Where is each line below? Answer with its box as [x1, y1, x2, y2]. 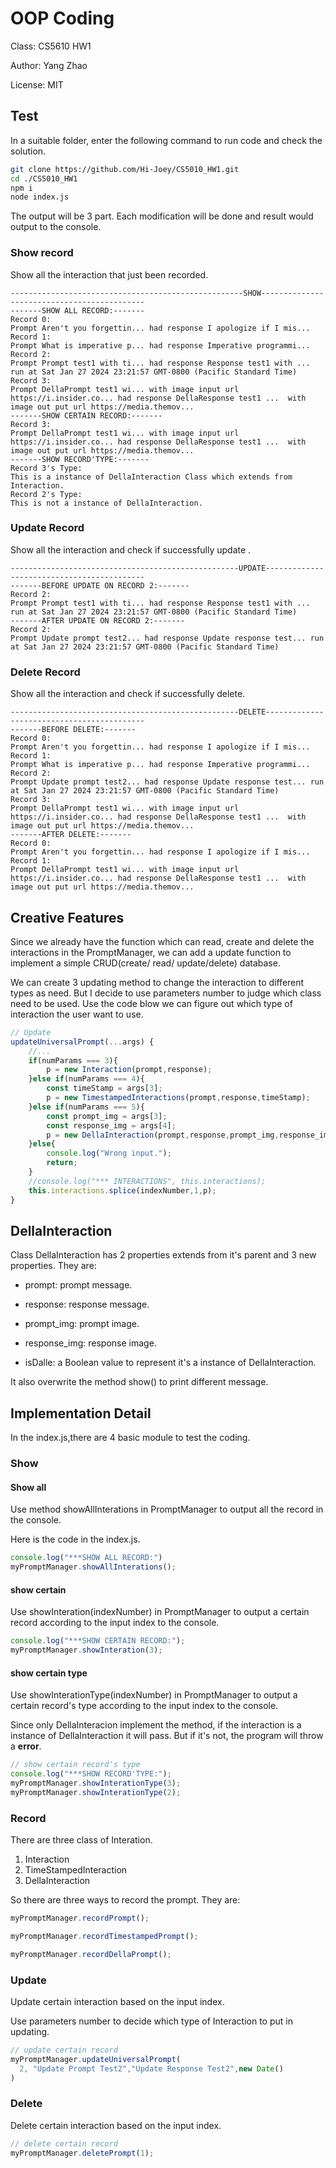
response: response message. [24, 1298, 150, 1311]
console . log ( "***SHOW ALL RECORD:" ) [10, 1553, 163, 1563]
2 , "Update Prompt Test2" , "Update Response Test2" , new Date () [19, 2063, 284, 2074]
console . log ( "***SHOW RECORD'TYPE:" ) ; [10, 1769, 172, 1779]
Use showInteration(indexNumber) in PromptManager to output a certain [10, 1606, 310, 1618]
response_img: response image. [24, 1337, 157, 1349]
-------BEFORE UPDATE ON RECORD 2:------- [10, 580, 190, 591]
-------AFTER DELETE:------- [10, 830, 132, 840]
